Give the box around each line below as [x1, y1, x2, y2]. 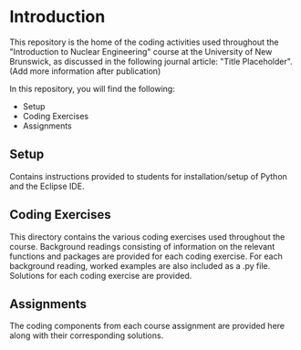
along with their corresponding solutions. [9, 330, 164, 341]
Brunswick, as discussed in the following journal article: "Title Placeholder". [9, 56, 294, 67]
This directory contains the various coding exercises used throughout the [9, 231, 285, 242]
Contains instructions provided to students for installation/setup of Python [9, 170, 287, 181]
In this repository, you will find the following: [9, 83, 175, 94]
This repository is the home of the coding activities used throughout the [9, 36, 279, 47]
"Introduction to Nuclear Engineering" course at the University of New [9, 46, 273, 57]
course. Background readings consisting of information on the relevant [9, 241, 275, 252]
